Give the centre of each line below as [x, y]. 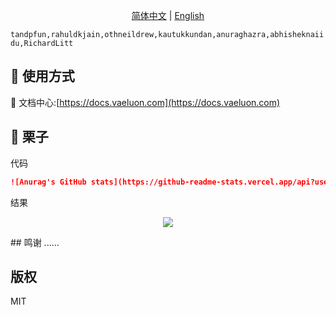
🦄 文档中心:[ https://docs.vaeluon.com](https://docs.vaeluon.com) [145, 102]
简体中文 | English [168, 15]
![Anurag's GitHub [48, 182]
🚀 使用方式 [42, 76]
